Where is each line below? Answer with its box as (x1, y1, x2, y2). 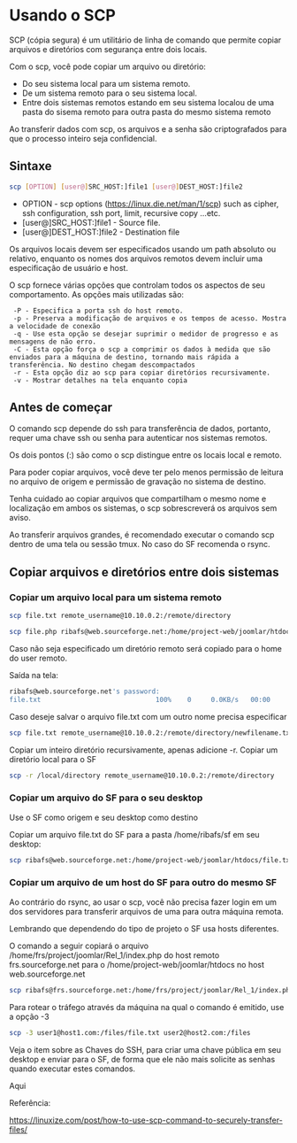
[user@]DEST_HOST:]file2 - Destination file (21, 227, 180, 237)
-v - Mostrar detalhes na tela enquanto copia (12, 375, 188, 385)
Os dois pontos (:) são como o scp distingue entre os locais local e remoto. (9, 450, 282, 460)
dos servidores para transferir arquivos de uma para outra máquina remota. (9, 906, 285, 916)
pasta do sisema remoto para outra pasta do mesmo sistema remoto (21, 106, 271, 117)
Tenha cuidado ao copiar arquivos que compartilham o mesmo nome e (9, 493, 267, 505)
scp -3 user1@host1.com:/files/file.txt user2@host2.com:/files (9, 1028, 251, 1037)
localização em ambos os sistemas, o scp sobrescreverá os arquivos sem (9, 503, 278, 514)
